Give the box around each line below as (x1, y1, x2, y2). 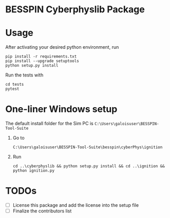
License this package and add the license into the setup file (12, 202, 139, 208)
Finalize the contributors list (12, 208, 72, 214)
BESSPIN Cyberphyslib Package (5, 4, 145, 15)
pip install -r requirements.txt (5, 54, 77, 60)
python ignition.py (12, 168, 55, 173)
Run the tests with (5, 72, 44, 78)
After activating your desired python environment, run (5, 44, 119, 50)
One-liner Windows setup (5, 104, 118, 115)
